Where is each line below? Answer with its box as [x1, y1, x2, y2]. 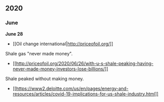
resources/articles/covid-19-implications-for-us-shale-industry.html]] [12, 91, 159, 97]
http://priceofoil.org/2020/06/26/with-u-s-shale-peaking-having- [16, 60, 154, 66]
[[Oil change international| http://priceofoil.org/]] [12, 41, 114, 47]
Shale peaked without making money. [5, 76, 84, 82]
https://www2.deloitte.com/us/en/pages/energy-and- [16, 85, 129, 91]
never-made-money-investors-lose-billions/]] [12, 65, 108, 72]
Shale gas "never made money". [5, 50, 73, 56]
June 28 [5, 30, 23, 37]
